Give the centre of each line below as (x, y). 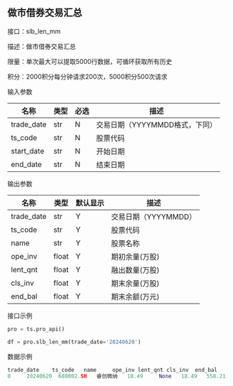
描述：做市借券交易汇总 (42, 46)
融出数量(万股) (135, 270)
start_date (28, 151)
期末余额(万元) (135, 296)
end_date (27, 164)
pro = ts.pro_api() (36, 329)
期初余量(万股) (135, 257)
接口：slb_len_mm (34, 31)
